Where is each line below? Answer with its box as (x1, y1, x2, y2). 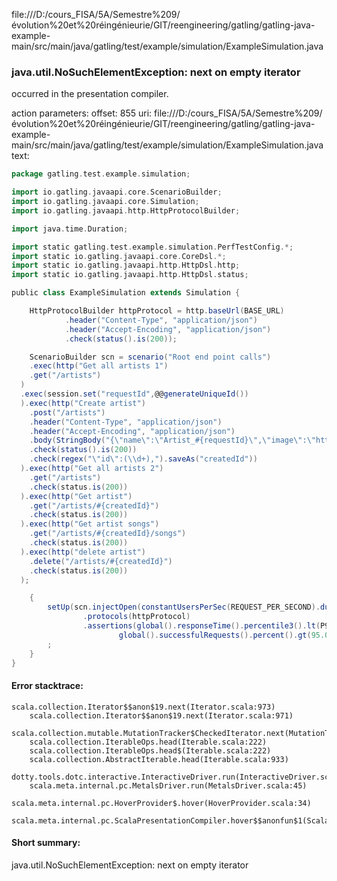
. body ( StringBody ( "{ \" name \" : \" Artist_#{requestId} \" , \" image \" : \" (29, 435, 316, 446)
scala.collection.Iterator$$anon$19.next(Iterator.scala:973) (11, 702, 276, 712)
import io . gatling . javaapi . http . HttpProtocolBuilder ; (11, 205, 241, 216)
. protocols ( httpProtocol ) (82, 612, 191, 622)
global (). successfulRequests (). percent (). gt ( (118, 630, 312, 640)
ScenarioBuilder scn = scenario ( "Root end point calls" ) (29, 352, 272, 362)
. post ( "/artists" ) (29, 407, 106, 418)
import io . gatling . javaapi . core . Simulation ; (11, 197, 200, 207)
